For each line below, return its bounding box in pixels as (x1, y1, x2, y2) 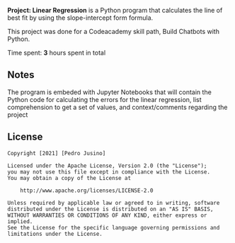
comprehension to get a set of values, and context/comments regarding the (7, 103, 228, 111)
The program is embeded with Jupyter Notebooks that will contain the (7, 88, 212, 96)
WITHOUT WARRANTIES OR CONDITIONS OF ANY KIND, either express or (7, 212, 207, 219)
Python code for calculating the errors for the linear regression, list (7, 95, 202, 103)
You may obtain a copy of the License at (7, 174, 132, 181)
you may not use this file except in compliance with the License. (7, 168, 211, 176)
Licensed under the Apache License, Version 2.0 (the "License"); (7, 162, 207, 169)
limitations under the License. (7, 230, 103, 237)
